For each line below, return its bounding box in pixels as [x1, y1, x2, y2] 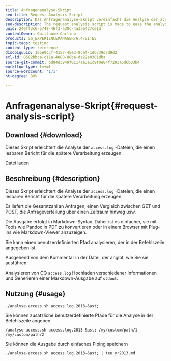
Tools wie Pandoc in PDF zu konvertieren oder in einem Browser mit [5, 224, 148, 230]
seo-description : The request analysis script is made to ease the [5, 21, 152, 27]
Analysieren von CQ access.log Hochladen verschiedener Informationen [5, 269, 157, 276]
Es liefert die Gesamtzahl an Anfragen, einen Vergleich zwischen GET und [5, 203, 160, 209]
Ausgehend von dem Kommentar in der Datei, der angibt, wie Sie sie [5, 254, 149, 260]
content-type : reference [5, 45, 58, 50]
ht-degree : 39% [5, 74, 38, 79]
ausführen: [5, 260, 28, 266]
